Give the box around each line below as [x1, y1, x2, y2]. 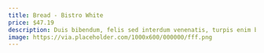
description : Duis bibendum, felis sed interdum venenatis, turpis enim [8, 26, 251, 34]
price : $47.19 [8, 19, 55, 26]
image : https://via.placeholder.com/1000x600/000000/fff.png [8, 33, 213, 41]
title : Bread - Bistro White [8, 11, 104, 19]
